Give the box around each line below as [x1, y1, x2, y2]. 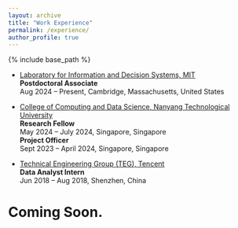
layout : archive [8, 11, 61, 20]
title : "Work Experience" [8, 19, 93, 27]
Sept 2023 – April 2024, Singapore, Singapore [19, 144, 169, 153]
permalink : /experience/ [8, 26, 90, 34]
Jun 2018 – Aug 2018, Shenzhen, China [19, 176, 147, 186]
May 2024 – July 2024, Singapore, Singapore [19, 127, 167, 137]
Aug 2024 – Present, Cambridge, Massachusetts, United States [19, 87, 225, 97]
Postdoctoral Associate [19, 79, 98, 88]
